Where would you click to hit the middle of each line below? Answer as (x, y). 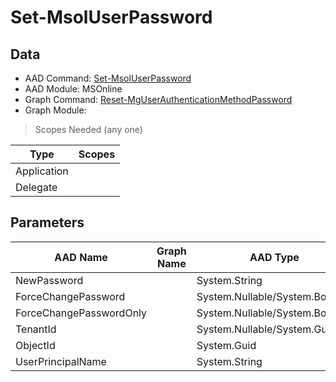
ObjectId (35, 345)
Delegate (36, 187)
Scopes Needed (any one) (88, 129)
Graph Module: (55, 110)
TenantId (36, 329)
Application (42, 171)
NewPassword (49, 280)
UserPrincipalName (61, 361)
